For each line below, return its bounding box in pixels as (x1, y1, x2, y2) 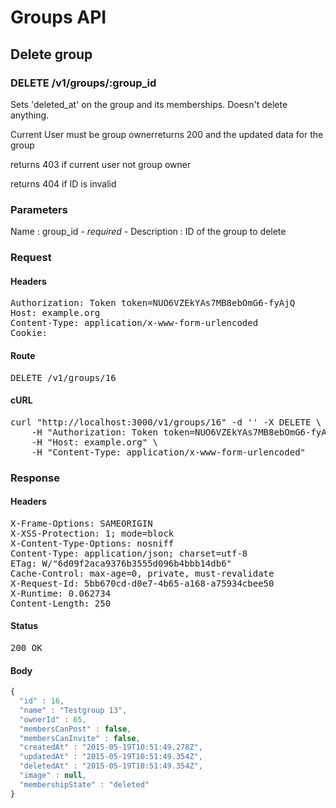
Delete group (10, 46, 93, 63)
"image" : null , (19, 771, 87, 781)
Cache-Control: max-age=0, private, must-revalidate (10, 567, 275, 579)
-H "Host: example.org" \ (31, 436, 159, 448)
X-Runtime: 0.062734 (10, 587, 112, 599)
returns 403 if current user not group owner (10, 158, 192, 170)
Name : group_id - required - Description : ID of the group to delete (10, 226, 287, 238)
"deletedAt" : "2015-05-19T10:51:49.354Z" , (19, 761, 203, 771)
